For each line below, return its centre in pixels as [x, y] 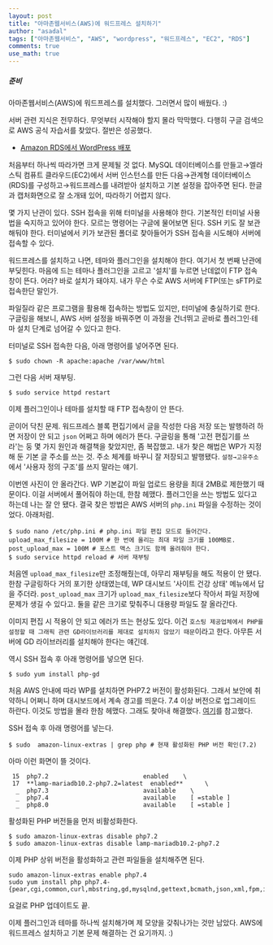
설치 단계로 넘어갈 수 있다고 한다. [69, 328]
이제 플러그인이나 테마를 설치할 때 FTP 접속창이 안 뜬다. [96, 408]
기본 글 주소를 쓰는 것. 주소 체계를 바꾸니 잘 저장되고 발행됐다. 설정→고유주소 [142, 456]
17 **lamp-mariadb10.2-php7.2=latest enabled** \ [110, 783]
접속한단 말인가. [34, 290]
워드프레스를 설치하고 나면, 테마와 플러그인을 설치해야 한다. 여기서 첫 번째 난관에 [135, 260]
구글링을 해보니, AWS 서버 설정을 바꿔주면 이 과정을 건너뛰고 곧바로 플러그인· [130, 318]
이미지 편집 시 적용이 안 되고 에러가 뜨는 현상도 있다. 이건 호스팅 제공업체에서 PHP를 [136, 621]
